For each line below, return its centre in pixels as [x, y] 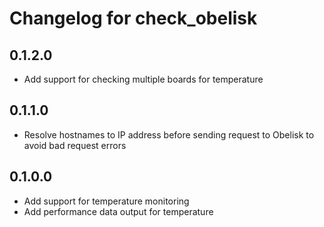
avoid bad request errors [75, 145]
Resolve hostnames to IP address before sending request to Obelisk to [169, 134]
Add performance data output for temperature [118, 211]
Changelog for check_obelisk [133, 18]
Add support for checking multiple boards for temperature [143, 79]
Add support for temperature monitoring [106, 201]
